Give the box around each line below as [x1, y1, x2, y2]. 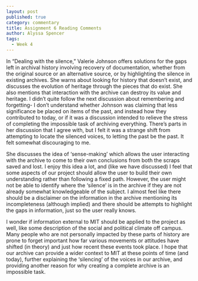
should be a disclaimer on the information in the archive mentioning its [6, 194, 177, 201]
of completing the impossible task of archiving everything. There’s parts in [6, 120, 187, 127]
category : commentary [6, 19, 60, 25]
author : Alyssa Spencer [6, 31, 65, 37]
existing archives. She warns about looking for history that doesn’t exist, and [6, 76, 193, 83]
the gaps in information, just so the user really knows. [6, 207, 137, 214]
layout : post [6, 8, 38, 15]
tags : [6, 36, 20, 42]
